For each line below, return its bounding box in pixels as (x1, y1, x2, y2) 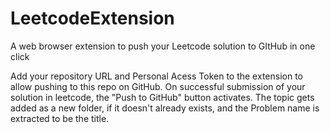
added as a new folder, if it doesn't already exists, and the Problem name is (10, 102, 320, 114)
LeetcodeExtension (10, 7, 175, 30)
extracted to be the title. (10, 112, 110, 124)
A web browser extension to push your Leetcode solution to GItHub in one (10, 40, 316, 52)
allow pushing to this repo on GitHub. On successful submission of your (10, 80, 306, 92)
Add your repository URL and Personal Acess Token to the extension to (10, 70, 303, 82)
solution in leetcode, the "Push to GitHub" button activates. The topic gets (10, 91, 315, 103)
